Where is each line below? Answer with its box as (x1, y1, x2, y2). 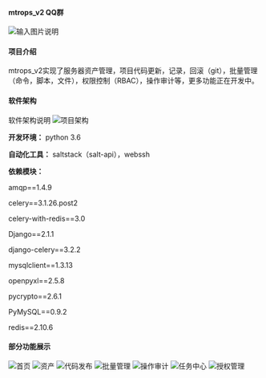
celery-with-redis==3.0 (8, 213, 86, 223)
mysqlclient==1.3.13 (8, 260, 74, 270)
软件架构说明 (8, 115, 50, 124)
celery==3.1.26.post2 (8, 197, 79, 208)
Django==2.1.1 (8, 229, 54, 238)
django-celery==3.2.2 (8, 245, 82, 254)
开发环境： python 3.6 (8, 132, 82, 142)
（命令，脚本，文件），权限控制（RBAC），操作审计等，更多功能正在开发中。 (8, 76, 259, 86)
